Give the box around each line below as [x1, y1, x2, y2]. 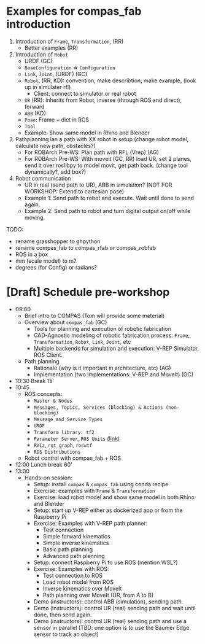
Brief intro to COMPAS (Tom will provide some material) [24, 312, 165, 319]
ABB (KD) [24, 109, 46, 117]
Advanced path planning [42, 552, 106, 559]
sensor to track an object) [33, 630, 99, 638]
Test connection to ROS [42, 572, 103, 579]
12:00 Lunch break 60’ [15, 460, 72, 468]
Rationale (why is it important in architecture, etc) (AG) [33, 364, 171, 371]
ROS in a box [15, 250, 48, 258]
